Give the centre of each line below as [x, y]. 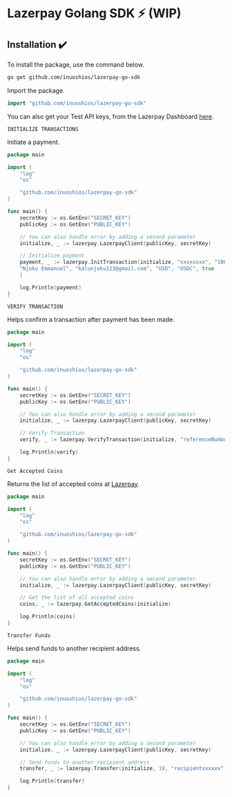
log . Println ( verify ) [49, 452]
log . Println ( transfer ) [52, 781]
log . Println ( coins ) [48, 617]
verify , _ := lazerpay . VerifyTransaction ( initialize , [98, 440]
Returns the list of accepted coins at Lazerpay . [74, 484]
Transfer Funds [29, 635]
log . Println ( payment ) [50, 287]
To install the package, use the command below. [76, 64]
